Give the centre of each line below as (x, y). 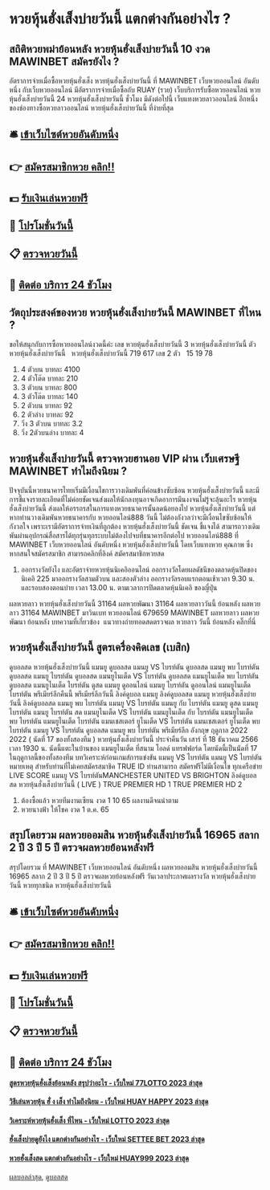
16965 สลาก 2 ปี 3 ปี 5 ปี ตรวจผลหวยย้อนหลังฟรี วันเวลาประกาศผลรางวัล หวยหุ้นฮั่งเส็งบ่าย (133, 876)
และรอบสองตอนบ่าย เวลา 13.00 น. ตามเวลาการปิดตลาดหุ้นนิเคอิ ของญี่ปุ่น (119, 587)
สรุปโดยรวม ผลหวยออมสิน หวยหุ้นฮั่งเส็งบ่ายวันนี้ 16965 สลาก (134, 835)
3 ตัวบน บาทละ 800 (49, 388)
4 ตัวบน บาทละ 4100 (51, 369)
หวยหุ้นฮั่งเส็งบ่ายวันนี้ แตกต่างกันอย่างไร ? (120, 19)
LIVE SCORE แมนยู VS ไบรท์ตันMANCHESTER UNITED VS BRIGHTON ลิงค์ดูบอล (133, 775)
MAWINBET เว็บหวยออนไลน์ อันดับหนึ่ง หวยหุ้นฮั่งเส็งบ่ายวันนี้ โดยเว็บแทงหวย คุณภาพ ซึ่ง (131, 544)
